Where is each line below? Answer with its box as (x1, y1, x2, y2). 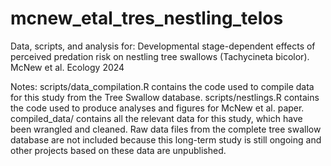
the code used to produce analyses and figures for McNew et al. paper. (10, 102, 305, 114)
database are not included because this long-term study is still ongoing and (10, 133, 322, 146)
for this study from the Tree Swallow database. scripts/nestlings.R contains (10, 91, 320, 103)
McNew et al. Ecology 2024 (10, 61, 125, 73)
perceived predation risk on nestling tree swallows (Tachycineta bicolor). (10, 50, 310, 62)
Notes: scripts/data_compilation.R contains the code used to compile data (10, 80, 315, 92)
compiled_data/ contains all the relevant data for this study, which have (10, 112, 303, 124)
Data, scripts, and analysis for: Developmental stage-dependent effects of (10, 40, 316, 52)
